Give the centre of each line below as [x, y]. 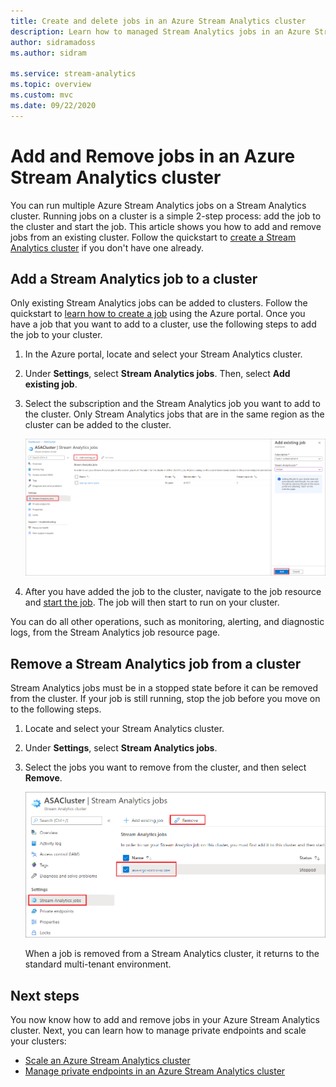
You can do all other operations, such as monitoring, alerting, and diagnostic [167, 622]
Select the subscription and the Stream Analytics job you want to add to [172, 404]
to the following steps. [56, 709]
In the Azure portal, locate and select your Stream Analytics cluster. [163, 354]
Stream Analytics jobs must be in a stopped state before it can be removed [164, 687]
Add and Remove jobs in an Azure [153, 156]
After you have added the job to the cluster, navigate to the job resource [173, 592]
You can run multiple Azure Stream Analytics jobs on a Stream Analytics [158, 205]
